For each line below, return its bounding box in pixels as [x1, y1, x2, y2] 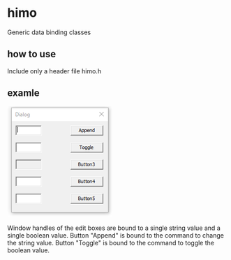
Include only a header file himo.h [7, 66, 102, 75]
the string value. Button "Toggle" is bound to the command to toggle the [7, 238, 215, 247]
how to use [7, 48, 57, 60]
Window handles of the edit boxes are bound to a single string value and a [7, 224, 221, 232]
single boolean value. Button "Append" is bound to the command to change [7, 231, 225, 239]
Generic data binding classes [7, 28, 91, 36]
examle [7, 87, 40, 99]
